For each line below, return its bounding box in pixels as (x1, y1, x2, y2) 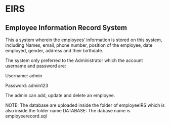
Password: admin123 (5, 82, 49, 88)
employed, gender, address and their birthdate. (5, 48, 104, 53)
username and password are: (5, 63, 67, 69)
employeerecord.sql (5, 113, 47, 119)
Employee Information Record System (5, 23, 127, 32)
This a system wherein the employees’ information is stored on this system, (5, 37, 162, 43)
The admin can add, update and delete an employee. (5, 92, 115, 98)
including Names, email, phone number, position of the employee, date (5, 42, 153, 48)
